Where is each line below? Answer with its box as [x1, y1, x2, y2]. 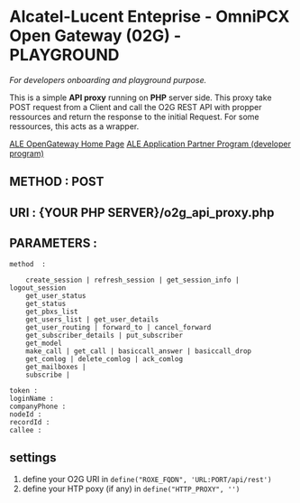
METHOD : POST [9, 174, 105, 190]
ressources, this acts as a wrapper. [9, 120, 140, 132]
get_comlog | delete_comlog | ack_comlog [25, 354, 183, 363]
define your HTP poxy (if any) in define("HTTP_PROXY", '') [22, 483, 241, 494]
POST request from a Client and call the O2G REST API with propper [9, 101, 263, 112]
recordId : [9, 417, 50, 426]
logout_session [9, 283, 67, 293]
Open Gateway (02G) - [9, 25, 182, 46]
